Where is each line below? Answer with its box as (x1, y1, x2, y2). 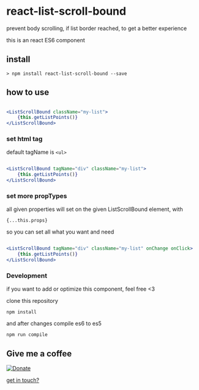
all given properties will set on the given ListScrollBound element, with (6, 205, 184, 213)
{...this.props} (6, 218, 48, 224)
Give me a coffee (6, 348, 72, 359)
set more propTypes (6, 192, 67, 201)
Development (6, 271, 48, 280)
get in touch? (6, 377, 40, 384)
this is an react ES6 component (6, 36, 86, 44)
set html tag (6, 135, 43, 143)
